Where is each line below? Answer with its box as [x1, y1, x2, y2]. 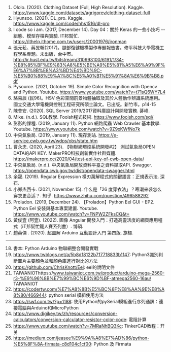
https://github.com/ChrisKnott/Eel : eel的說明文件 [13, 264, 115, 270]
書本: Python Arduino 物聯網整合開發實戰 [13, 245, 98, 251]
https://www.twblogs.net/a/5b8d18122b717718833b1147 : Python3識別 [13, 252, 159, 258]
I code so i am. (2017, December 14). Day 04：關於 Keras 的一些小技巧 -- [13, 26, 165, 32]
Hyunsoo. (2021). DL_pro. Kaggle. [13, 15, 84, 21]
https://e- [98, 132, 119, 138]
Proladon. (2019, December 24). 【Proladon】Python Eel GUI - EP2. [13, 199, 155, 205]
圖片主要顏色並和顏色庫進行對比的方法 [17, 258, 98, 264]
